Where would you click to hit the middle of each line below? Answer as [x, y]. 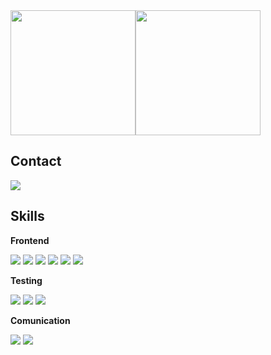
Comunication [40, 320]
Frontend [30, 240]
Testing [26, 280]
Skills [27, 216]
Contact [36, 161]
